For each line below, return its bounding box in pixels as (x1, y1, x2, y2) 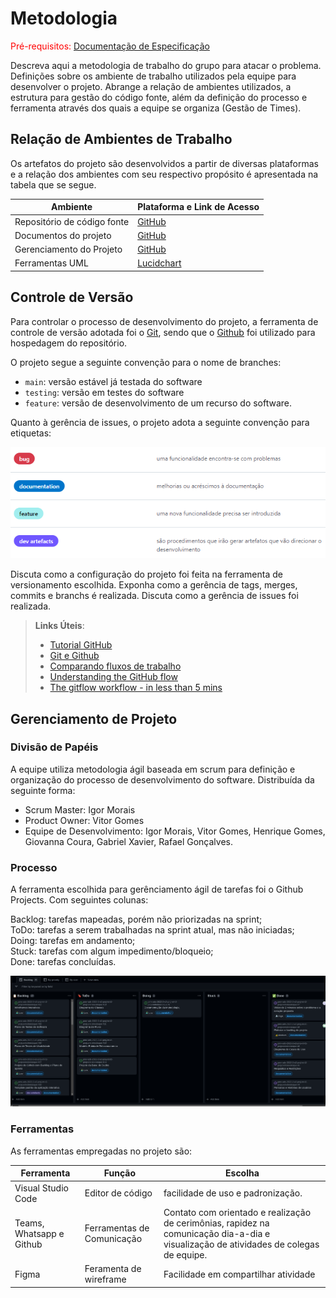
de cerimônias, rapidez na (163, 1217, 270, 1229)
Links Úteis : (34, 620, 85, 632)
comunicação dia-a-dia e (163, 1227, 271, 1239)
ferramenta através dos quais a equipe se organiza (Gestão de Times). (10, 102, 302, 114)
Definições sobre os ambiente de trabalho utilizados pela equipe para (10, 70, 297, 82)
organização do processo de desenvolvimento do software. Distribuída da (10, 773, 315, 786)
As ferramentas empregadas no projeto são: (10, 1145, 193, 1157)
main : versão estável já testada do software (24, 375, 203, 387)
